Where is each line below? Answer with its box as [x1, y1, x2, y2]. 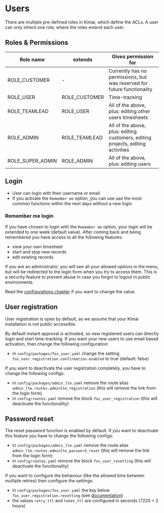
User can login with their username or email [12, 190, 100, 196]
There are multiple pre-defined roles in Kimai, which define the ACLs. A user [5, 19, 159, 25]
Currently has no [108, 67, 147, 74]
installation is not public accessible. [5, 321, 77, 327]
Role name [19, 56, 45, 63]
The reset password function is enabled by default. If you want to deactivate [5, 428, 159, 434]
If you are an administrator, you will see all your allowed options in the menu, [5, 263, 159, 269]
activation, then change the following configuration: [5, 341, 109, 347]
